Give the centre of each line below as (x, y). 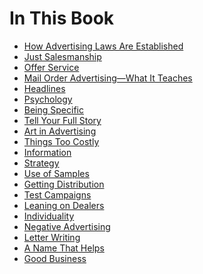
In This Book (62, 18)
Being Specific (53, 109)
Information (47, 152)
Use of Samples (56, 173)
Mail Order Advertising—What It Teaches (108, 78)
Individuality (49, 216)
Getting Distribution (64, 184)
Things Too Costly (61, 141)
